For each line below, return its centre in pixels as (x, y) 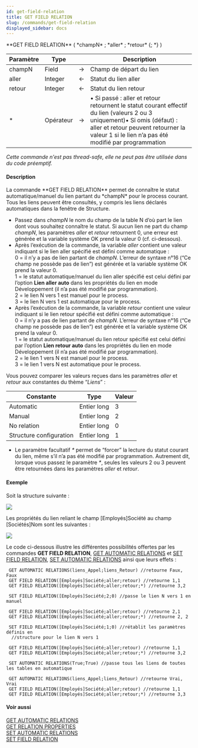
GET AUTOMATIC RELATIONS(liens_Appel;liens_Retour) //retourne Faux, (96, 570)
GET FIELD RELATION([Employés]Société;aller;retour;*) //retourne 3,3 (97, 694)
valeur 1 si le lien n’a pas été (129, 135)
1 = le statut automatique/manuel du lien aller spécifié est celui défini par (103, 277)
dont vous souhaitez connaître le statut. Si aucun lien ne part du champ (101, 226)
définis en (19, 632)
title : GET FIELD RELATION (39, 17)
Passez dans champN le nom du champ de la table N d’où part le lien (98, 220)
